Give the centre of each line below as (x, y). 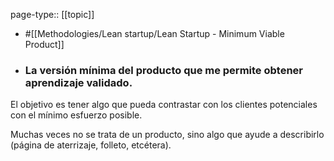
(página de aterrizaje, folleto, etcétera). (91, 145)
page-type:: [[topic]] (52, 14)
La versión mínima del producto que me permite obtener (163, 70)
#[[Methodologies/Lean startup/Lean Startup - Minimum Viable (154, 33)
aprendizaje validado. (78, 82)
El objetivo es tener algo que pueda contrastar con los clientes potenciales (164, 105)
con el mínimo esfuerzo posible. (76, 115)
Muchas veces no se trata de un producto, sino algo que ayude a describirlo (167, 135)
